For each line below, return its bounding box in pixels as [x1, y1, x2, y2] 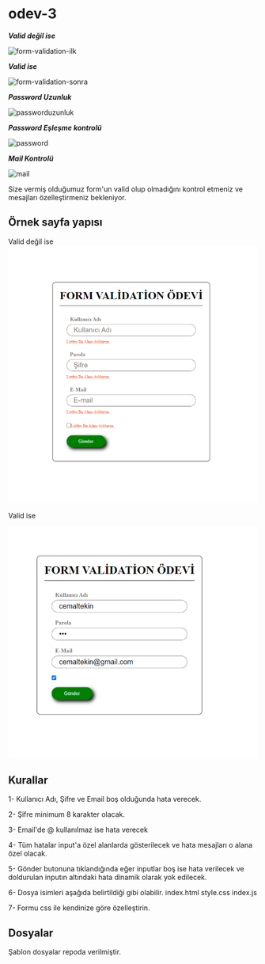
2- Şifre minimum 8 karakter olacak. [8, 810, 125, 819]
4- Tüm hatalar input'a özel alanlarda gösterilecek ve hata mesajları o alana [8, 841, 253, 850]
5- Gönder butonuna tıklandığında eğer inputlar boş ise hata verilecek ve [8, 864, 244, 874]
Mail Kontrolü [8, 154, 54, 163]
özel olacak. [8, 848, 47, 859]
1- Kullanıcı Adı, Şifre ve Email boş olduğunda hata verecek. [8, 795, 202, 804]
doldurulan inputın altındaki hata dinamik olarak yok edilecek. [8, 872, 207, 882]
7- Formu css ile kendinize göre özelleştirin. [8, 903, 150, 913]
